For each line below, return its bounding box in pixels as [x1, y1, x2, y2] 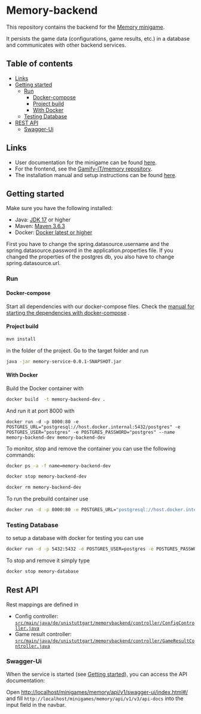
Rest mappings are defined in [6, 601, 79, 608]
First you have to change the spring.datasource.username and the [6, 241, 169, 248]
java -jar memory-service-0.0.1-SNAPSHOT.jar [6, 358, 121, 364]
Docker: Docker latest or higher [14, 229, 93, 236]
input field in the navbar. [6, 701, 66, 709]
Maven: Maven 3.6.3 [14, 223, 65, 230]
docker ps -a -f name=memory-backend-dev [6, 463, 111, 469]
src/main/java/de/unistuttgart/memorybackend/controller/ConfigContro [14, 620, 195, 626]
